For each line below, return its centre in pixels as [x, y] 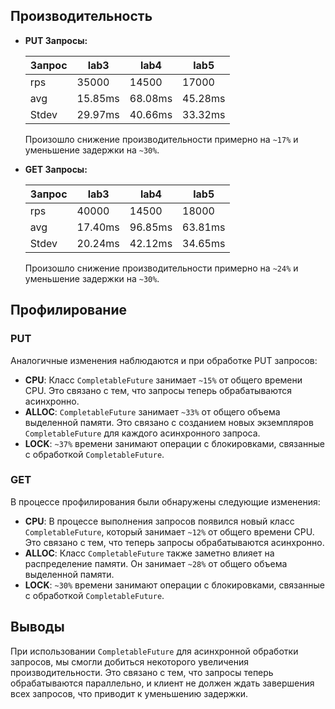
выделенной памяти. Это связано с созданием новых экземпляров [169, 422]
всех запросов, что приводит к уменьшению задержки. [129, 693]
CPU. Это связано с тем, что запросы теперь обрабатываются [158, 390]
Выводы [37, 627]
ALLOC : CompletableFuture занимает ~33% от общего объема [152, 411]
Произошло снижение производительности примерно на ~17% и [161, 139]
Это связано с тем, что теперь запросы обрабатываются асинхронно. [174, 542]
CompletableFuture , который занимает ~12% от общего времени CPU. [169, 531]
